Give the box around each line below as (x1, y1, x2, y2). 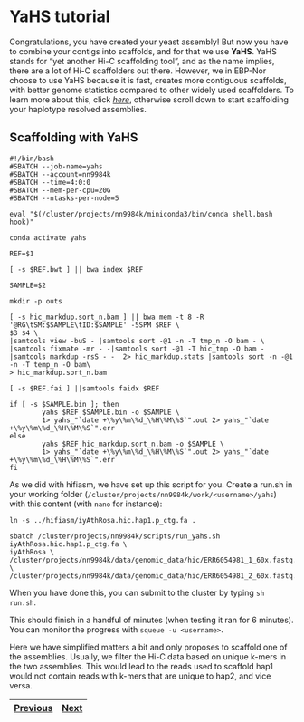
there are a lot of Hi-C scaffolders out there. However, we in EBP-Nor (9, 65, 267, 76)
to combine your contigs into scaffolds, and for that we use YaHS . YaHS (9, 45, 278, 56)
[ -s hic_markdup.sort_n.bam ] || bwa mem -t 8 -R (9, 313, 204, 322)
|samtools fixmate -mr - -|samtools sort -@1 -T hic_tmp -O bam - (9, 344, 265, 353)
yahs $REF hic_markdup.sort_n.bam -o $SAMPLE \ (42, 439, 224, 448)
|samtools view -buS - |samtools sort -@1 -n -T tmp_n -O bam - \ (9, 336, 265, 345)
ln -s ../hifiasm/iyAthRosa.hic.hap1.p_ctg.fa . (9, 515, 196, 525)
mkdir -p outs (9, 296, 63, 305)
